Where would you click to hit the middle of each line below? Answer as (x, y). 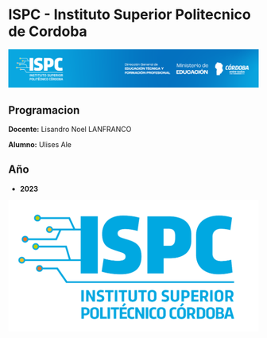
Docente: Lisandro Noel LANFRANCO (70, 130)
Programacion (44, 110)
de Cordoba (48, 31)
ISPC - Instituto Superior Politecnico (130, 15)
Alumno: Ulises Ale (40, 145)
